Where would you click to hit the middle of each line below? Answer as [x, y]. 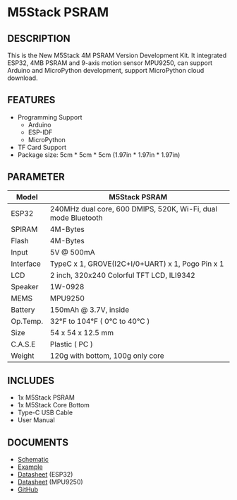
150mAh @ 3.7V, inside [89, 310]
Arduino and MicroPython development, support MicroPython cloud [106, 70]
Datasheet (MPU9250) [50, 482]
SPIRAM [24, 229]
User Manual [36, 420]
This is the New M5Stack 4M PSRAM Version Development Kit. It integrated [117, 55]
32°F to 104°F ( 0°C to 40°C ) [100, 321]
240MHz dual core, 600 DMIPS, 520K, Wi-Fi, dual [133, 209]
